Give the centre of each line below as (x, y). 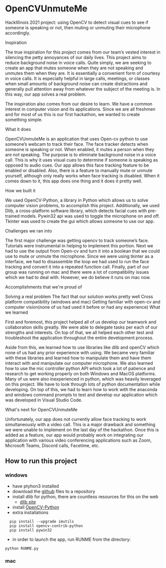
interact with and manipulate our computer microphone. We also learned (79, 363)
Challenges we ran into (28, 230)
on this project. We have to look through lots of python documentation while (83, 384)
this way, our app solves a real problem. (46, 94)
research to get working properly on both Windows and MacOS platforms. (81, 373)
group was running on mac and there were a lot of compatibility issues (77, 272)
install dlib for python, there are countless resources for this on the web (85, 497)
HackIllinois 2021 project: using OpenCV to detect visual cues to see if (77, 22)
